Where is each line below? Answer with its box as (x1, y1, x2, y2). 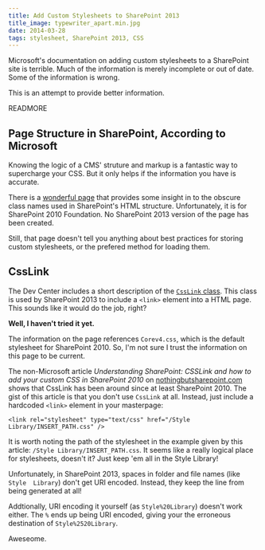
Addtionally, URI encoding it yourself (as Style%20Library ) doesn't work (8, 501, 243, 511)
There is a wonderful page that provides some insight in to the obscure (8, 193, 241, 202)
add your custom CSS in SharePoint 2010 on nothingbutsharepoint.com (8, 375, 243, 384)
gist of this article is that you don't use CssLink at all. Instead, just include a (8, 391, 254, 401)
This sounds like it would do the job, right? (8, 303, 147, 312)
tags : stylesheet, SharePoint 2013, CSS (8, 33, 145, 42)
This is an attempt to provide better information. (8, 88, 165, 98)
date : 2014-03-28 (8, 26, 66, 34)
